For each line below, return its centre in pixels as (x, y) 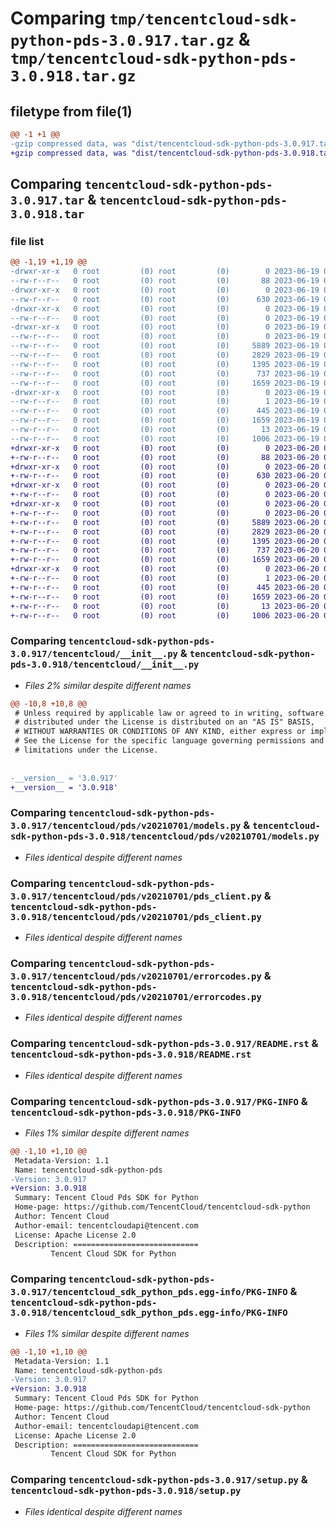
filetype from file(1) (71, 111)
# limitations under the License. (86, 750)
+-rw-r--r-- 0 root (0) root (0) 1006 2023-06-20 (165, 615)
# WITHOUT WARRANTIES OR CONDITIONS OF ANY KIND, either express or (160, 732)
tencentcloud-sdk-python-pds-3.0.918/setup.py (126, 1491)
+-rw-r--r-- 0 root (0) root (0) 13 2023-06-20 (165, 606)
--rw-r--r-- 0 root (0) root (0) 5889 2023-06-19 (165, 346)
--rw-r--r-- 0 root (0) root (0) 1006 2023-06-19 (165, 438)
